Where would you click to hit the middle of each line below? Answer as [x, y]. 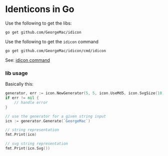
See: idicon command [27, 60]
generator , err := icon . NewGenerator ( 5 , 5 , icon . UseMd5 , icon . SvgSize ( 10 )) [86, 93]
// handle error [31, 102]
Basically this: [19, 84]
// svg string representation [37, 144]
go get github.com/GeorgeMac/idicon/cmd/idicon [56, 51]
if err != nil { [22, 98]
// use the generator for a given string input [56, 116]
